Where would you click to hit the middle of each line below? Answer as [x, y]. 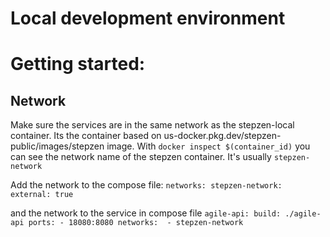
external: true [42, 195]
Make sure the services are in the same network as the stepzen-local [152, 125]
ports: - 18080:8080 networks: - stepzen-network [136, 223]
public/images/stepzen [57, 146]
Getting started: [78, 64]
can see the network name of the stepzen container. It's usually [141, 157]
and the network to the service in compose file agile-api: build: [146, 213]
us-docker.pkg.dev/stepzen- [222, 136]
